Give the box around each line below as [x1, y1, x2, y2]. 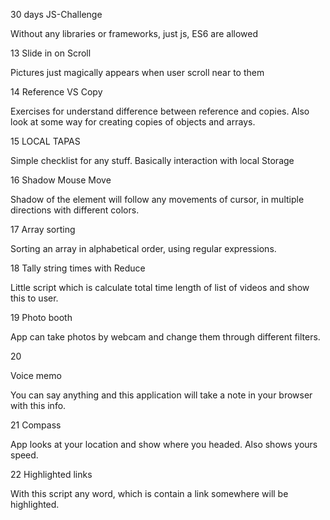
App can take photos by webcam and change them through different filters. [10, 331, 321, 343]
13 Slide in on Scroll [10, 47, 92, 59]
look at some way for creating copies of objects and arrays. [10, 116, 256, 128]
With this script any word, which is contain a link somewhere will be [10, 488, 289, 499]
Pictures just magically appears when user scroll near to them [10, 67, 265, 78]
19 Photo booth [10, 312, 73, 323]
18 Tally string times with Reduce [10, 262, 146, 274]
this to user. [10, 292, 59, 304]
